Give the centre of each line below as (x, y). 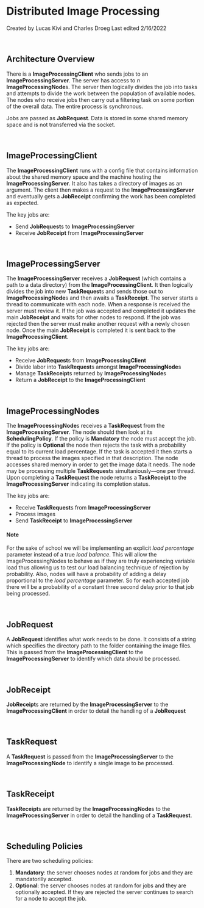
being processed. (28, 594)
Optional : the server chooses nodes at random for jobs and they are (101, 885)
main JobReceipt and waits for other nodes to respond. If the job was (93, 317)
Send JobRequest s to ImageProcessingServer (75, 226)
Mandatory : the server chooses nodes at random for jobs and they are (104, 873)
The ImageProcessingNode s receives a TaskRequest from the (86, 426)
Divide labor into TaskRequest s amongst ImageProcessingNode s (98, 367)
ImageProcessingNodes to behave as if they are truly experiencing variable (101, 561)
